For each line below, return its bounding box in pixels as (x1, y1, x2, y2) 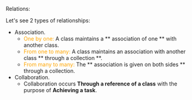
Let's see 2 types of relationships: (5, 17, 90, 24)
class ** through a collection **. (23, 55, 102, 61)
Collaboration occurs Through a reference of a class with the (23, 80, 177, 87)
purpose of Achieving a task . (23, 87, 98, 93)
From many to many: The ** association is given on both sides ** (23, 61, 186, 68)
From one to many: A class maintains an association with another (23, 48, 186, 55)
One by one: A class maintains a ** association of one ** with (23, 35, 177, 42)
